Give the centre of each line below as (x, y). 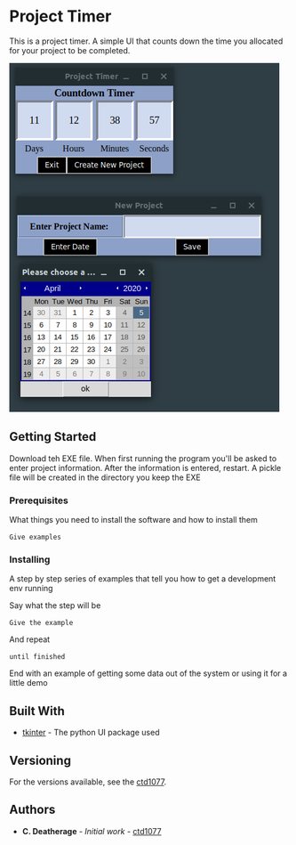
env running (31, 589)
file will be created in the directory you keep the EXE (105, 477)
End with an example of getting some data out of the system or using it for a (148, 673)
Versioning (40, 760)
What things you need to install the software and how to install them (133, 520)
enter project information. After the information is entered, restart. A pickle (145, 467)
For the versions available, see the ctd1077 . (88, 782)
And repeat (30, 639)
